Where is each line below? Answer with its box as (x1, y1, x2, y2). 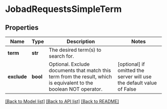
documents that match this (49, 67, 111, 74)
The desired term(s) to (49, 46, 102, 53)
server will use (117, 73, 152, 80)
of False (117, 86, 137, 93)
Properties (5, 23, 39, 32)
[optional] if (117, 61, 145, 68)
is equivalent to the (49, 80, 93, 86)
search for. (49, 53, 75, 59)
